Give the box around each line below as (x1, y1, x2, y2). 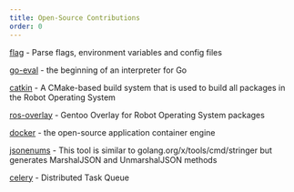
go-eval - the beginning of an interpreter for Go (9, 65, 188, 76)
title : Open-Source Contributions (9, 13, 141, 23)
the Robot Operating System (9, 92, 117, 103)
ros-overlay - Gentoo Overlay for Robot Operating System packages (9, 109, 266, 120)
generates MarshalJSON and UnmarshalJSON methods (9, 154, 218, 165)
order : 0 (9, 22, 43, 31)
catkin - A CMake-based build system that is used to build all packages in (9, 82, 286, 93)
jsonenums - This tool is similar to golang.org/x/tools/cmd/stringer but (9, 145, 273, 156)
